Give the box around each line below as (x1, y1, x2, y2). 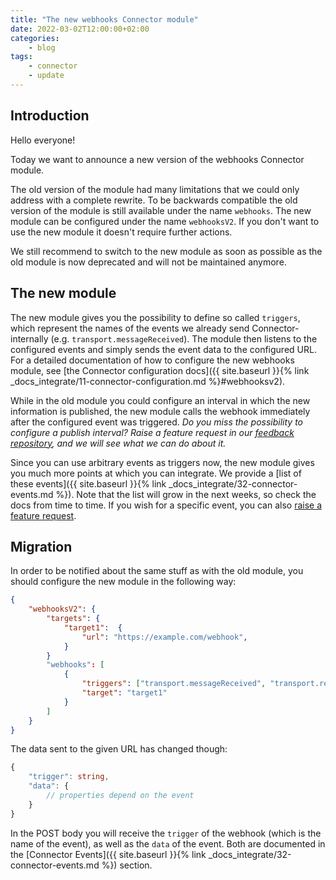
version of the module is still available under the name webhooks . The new (10, 204, 312, 216)
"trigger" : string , (28, 772, 110, 782)
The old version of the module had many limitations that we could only (10, 183, 300, 195)
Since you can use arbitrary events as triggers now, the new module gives (10, 456, 315, 468)
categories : (10, 33, 60, 43)
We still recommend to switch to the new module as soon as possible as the (10, 245, 323, 257)
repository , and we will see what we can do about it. (10, 437, 227, 449)
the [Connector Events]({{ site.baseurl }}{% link (10, 848, 207, 860)
